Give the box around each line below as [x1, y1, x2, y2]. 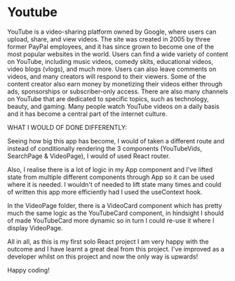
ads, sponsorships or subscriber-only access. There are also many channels [7, 87, 229, 96]
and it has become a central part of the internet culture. [7, 110, 168, 118]
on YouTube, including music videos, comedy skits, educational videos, [7, 57, 214, 65]
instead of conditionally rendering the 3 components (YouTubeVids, [7, 144, 202, 152]
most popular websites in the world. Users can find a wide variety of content [7, 50, 229, 58]
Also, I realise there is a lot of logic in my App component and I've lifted [7, 165, 213, 174]
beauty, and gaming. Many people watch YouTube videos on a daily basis [7, 102, 220, 110]
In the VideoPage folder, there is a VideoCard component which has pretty [7, 201, 222, 209]
